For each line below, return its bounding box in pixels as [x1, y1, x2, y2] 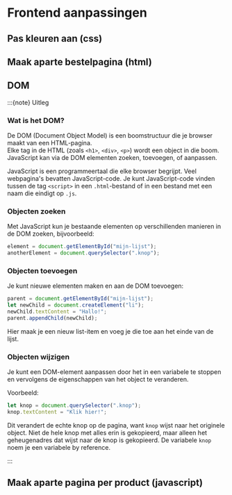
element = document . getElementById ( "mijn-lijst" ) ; [7, 243, 157, 250]
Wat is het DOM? [7, 115, 65, 125]
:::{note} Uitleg [7, 98, 49, 106]
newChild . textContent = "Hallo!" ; [7, 308, 108, 316]
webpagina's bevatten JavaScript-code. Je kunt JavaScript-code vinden [7, 175, 215, 183]
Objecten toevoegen [7, 266, 78, 276]
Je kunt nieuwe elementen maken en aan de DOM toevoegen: [7, 282, 184, 290]
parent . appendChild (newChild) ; [7, 315, 98, 322]
